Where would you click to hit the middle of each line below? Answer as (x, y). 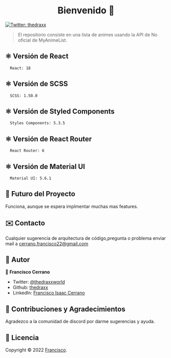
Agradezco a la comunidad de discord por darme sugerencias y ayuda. (80, 322)
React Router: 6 (27, 151)
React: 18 (20, 68)
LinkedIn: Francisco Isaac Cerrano (49, 293)
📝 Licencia (22, 338)
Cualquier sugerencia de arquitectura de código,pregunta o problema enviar (86, 238)
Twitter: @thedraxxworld (39, 282)
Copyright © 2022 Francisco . (36, 350)
